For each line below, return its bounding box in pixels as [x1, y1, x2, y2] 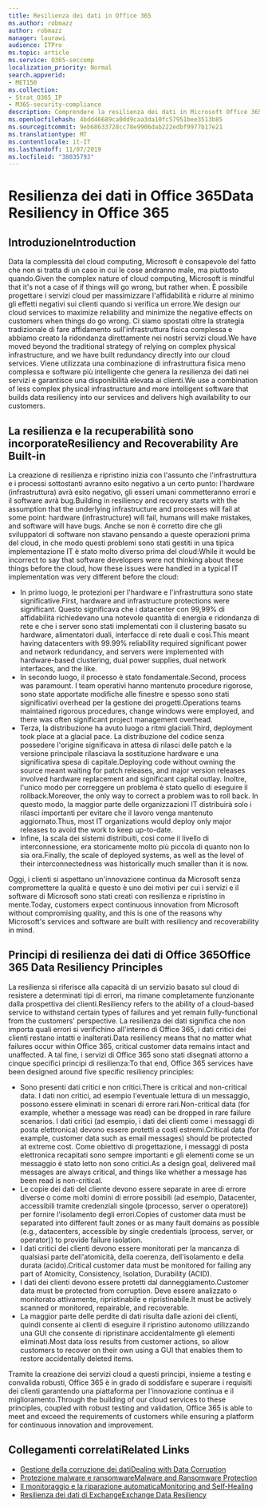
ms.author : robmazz [8, 19, 73, 27]
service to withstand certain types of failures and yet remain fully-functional [8, 1007, 258, 1017]
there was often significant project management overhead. [19, 715, 213, 725]
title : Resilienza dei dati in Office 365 [8, 11, 152, 20]
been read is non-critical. [19, 1175, 103, 1185]
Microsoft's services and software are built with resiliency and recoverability [8, 917, 259, 927]
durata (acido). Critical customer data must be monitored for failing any [19, 1260, 252, 1270]
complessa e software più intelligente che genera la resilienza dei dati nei [8, 367, 250, 377]
